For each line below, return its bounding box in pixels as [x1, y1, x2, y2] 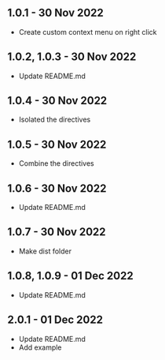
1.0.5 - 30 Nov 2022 [7, 137, 107, 151]
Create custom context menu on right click [18, 27, 158, 36]
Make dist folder [18, 246, 72, 256]
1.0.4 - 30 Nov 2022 [7, 94, 108, 107]
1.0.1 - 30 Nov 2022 [7, 6, 104, 20]
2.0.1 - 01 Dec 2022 [7, 313, 104, 327]
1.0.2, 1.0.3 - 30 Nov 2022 [7, 51, 137, 64]
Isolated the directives [18, 114, 91, 125]
